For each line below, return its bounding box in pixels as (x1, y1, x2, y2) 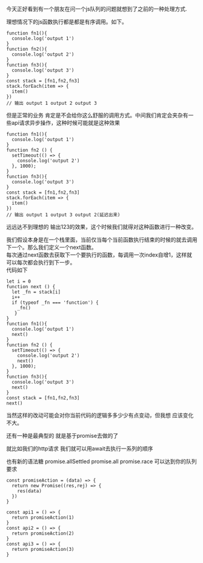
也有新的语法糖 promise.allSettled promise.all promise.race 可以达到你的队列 (6, 458, 197, 465)
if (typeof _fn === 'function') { (12, 300, 99, 306)
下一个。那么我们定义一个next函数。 (6, 244, 97, 251)
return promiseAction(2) (12, 530, 75, 536)
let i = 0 (6, 278, 32, 285)
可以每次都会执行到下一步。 (6, 259, 76, 266)
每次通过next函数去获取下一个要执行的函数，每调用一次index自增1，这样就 (6, 251, 193, 258)
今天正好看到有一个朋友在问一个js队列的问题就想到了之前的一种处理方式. (6, 5, 187, 12)
